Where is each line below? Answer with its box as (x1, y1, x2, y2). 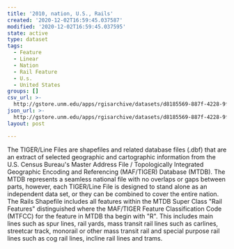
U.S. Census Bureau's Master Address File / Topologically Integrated (7, 160, 204, 168)
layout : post (7, 120, 45, 127)
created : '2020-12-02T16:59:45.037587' (7, 17, 123, 24)
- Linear (13, 56, 39, 63)
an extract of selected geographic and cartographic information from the (7, 152, 216, 161)
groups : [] (7, 88, 39, 95)
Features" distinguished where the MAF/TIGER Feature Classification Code (7, 204, 222, 213)
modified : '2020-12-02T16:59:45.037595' (7, 23, 127, 30)
